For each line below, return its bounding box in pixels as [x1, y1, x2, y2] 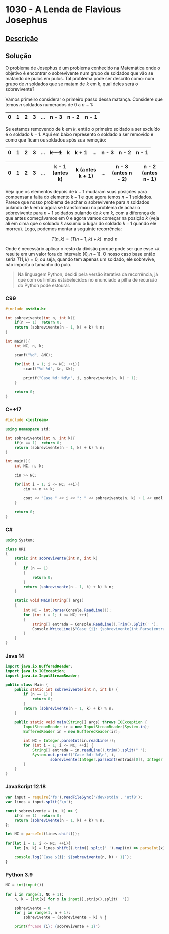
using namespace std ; [5, 427, 51, 432]
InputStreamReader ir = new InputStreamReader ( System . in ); [23, 724, 150, 729]
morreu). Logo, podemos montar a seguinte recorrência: [5, 226, 122, 232]
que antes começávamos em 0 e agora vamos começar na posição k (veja [5, 215, 160, 221]
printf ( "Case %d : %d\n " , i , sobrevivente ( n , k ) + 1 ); [23, 376, 138, 381]
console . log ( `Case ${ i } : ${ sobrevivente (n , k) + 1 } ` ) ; [14, 854, 132, 860]
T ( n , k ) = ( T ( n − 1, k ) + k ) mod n [51, 236, 118, 242]
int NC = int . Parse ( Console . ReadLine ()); [23, 608, 112, 613]
